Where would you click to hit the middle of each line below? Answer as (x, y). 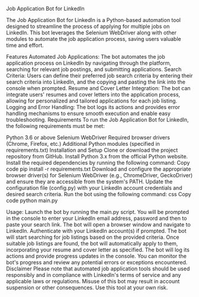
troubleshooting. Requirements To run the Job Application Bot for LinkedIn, (97, 120)
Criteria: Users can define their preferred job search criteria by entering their (99, 76)
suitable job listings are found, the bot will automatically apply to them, (92, 243)
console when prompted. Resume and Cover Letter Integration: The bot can (98, 88)
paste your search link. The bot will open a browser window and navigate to (98, 224)
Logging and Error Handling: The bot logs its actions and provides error (93, 107)
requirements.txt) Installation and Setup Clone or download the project (92, 150)
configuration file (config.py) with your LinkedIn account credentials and (94, 188)
